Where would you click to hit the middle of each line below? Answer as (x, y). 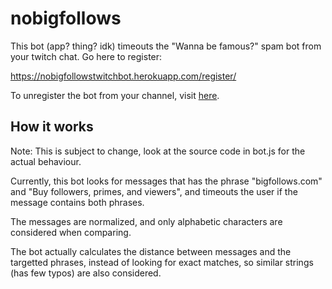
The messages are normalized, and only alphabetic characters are (146, 221)
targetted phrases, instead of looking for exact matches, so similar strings (162, 262)
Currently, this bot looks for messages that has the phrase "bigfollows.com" (166, 181)
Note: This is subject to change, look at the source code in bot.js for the (158, 151)
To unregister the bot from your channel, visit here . (115, 95)
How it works (52, 127)
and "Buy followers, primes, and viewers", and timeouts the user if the (154, 191)
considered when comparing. (71, 232)
